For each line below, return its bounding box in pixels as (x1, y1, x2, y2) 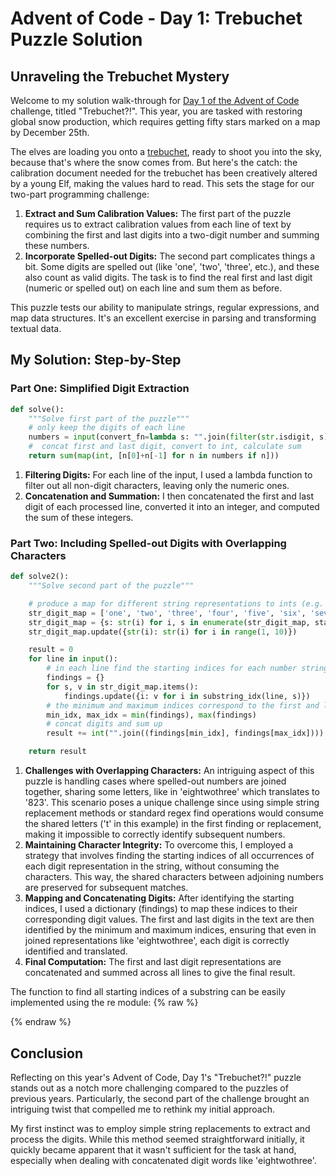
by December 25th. (10, 127, 90, 138)
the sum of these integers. (24, 511, 134, 523)
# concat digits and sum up (46, 719, 163, 729)
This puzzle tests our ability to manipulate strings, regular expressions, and (10, 302, 320, 313)
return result (28, 747, 87, 757)
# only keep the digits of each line (28, 423, 186, 433)
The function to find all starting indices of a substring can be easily (10, 986, 286, 998)
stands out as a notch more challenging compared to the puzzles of (10, 1082, 289, 1094)
